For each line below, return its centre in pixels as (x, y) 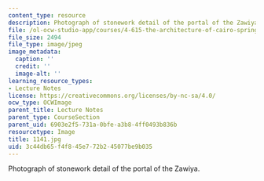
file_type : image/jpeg (45, 45)
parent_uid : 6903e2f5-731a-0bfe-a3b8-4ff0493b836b (93, 125)
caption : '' (35, 60)
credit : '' (33, 67)
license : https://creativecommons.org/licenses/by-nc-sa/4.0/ (112, 96)
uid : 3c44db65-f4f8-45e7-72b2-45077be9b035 (81, 147)
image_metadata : (35, 52)
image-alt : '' (38, 74)
